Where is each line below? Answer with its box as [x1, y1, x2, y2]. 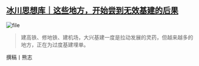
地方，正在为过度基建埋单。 [20, 41, 89, 48]
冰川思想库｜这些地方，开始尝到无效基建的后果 [6, 5, 179, 16]
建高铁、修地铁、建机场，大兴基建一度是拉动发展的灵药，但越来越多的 [20, 34, 194, 41]
